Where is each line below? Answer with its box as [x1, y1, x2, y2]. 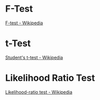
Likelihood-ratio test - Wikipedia [5, 89, 73, 95]
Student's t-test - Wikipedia [5, 54, 63, 60]
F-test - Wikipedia [5, 20, 43, 26]
